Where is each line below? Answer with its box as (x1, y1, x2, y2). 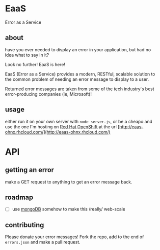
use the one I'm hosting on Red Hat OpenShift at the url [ (5, 124, 120, 130)
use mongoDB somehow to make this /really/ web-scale (12, 206, 126, 212)
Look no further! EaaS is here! (5, 61, 65, 67)
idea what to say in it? (5, 52, 49, 58)
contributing (5, 220, 44, 229)
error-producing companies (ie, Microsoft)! (5, 91, 92, 97)
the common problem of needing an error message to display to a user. (5, 76, 149, 82)
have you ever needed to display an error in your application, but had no (5, 46, 151, 52)
